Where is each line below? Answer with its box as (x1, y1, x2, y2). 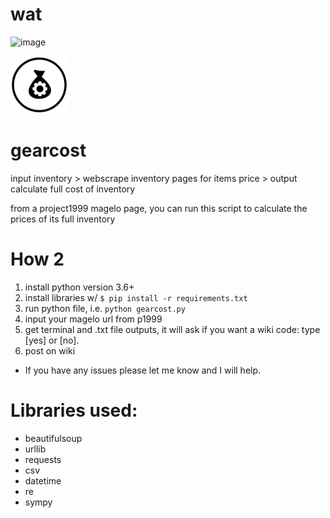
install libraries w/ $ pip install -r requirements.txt (24, 291, 248, 303)
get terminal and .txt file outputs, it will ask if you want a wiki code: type (24, 323, 321, 335)
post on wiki (24, 344, 76, 357)
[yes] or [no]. (24, 334, 80, 346)
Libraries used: (10, 399, 138, 422)
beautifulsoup (24, 432, 83, 444)
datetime (24, 474, 62, 487)
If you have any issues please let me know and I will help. (24, 364, 262, 376)
